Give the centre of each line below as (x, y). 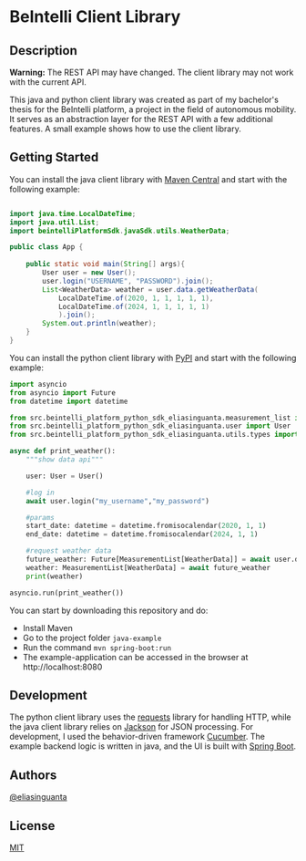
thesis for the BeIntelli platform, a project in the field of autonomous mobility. (153, 109)
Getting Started (54, 157)
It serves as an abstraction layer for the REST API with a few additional (141, 119)
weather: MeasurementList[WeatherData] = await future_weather (148, 567)
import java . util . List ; (55, 222)
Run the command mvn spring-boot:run (97, 647)
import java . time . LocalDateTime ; (73, 213)
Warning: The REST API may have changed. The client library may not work (152, 72)
